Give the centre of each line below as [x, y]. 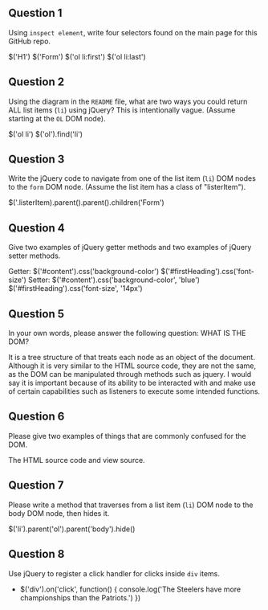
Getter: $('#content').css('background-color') [83, 272]
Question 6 [37, 417]
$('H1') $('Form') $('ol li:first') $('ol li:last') [77, 56]
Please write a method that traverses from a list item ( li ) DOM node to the [131, 505]
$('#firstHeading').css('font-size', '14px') [75, 289]
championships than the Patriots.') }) [80, 597]
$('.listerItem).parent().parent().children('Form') [86, 203]
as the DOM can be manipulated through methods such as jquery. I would [130, 375]
